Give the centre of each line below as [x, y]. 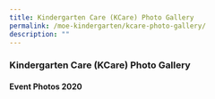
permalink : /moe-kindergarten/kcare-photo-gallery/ [107, 26]
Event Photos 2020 [46, 87]
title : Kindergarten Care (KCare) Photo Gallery [102, 17]
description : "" [39, 34]
